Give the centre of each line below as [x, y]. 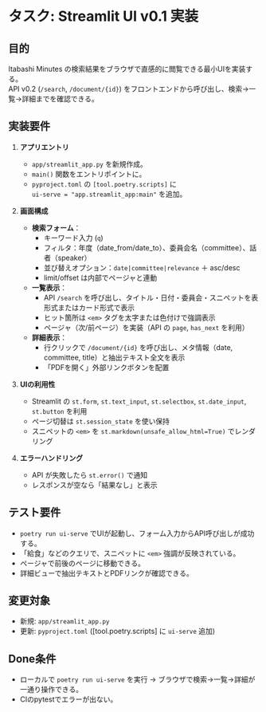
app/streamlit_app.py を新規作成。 [89, 163]
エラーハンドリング [51, 458]
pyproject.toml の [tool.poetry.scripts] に [104, 183]
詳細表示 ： [49, 337]
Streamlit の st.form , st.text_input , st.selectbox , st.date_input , [139, 401]
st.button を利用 [59, 411]
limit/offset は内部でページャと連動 [100, 277]
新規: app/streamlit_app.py [65, 621]
